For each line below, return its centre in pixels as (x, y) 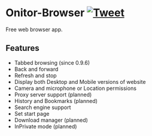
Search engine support (42, 107)
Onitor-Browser (45, 13)
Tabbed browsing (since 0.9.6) (52, 62)
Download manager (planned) (51, 120)
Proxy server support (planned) (53, 94)
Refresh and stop (36, 75)
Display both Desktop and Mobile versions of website (80, 81)
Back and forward (36, 69)
